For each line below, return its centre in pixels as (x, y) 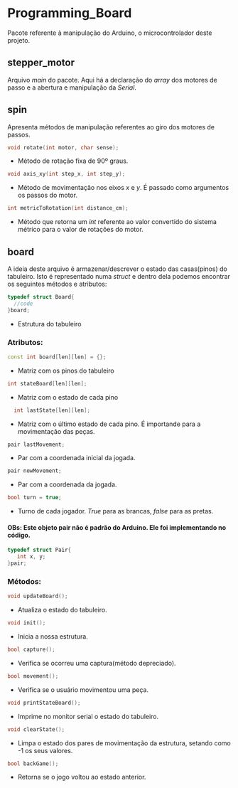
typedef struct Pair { (39, 550)
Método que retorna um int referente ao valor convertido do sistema (117, 222)
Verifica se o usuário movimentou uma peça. (83, 689)
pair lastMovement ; (36, 444)
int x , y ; (31, 557)
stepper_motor (41, 63)
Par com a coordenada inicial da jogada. (76, 458)
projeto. (19, 40)
